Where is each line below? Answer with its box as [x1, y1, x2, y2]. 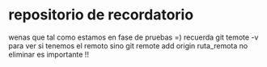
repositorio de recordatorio [8, 6, 194, 24]
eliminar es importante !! [8, 49, 89, 59]
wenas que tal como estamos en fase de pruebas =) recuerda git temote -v [8, 32, 259, 42]
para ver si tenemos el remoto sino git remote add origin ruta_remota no [8, 40, 248, 50]
